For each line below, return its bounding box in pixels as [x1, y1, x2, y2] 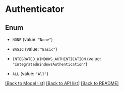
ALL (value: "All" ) [12, 71, 49, 77]
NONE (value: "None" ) [12, 36, 53, 42]
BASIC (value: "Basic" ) [12, 46, 58, 52]
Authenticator [5, 3, 64, 15]
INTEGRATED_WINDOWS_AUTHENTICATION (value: [12, 56, 101, 62]
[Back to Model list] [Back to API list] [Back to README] [5, 81, 119, 86]
